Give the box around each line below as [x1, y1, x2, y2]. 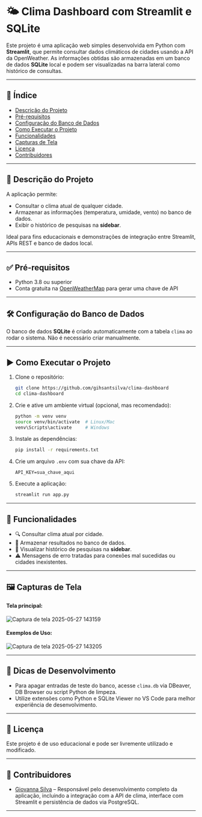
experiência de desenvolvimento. [14, 701, 97, 708]
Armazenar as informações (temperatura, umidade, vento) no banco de [14, 209, 192, 216]
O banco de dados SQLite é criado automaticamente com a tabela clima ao [6, 328, 193, 335]
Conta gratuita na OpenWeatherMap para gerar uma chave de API [14, 285, 179, 292]
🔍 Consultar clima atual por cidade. [14, 530, 104, 537]
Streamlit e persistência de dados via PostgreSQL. [14, 798, 139, 806]
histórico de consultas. [6, 67, 63, 74]
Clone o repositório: [14, 373, 64, 380]
